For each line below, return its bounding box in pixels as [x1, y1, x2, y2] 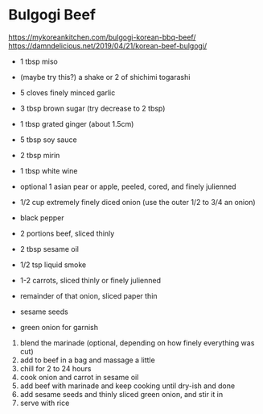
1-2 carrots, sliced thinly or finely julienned [19, 275, 162, 285]
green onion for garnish [19, 322, 99, 332]
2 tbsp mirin [19, 150, 60, 160]
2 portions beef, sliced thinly [19, 228, 115, 238]
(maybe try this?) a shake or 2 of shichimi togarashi [19, 72, 191, 82]
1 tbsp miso [19, 56, 58, 66]
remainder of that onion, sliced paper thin [19, 291, 158, 300]
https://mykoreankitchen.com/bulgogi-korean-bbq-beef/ [8, 32, 196, 42]
